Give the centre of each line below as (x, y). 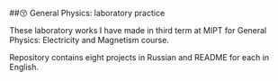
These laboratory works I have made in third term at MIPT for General (138, 30)
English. (24, 67)
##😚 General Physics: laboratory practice (87, 13)
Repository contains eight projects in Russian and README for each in (139, 57)
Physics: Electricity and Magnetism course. (89, 40)
